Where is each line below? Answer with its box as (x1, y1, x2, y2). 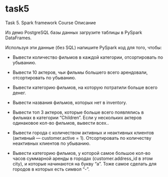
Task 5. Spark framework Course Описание (5, 20, 97, 26)
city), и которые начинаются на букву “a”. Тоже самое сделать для (12, 160, 157, 166)
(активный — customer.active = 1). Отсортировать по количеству (12, 135, 152, 141)
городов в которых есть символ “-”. (12, 166, 90, 172)
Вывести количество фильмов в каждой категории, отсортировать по (12, 54, 163, 60)
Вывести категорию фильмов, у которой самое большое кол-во (12, 150, 151, 156)
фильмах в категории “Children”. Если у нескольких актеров (12, 114, 142, 121)
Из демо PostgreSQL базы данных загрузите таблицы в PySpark (5, 29, 142, 35)
